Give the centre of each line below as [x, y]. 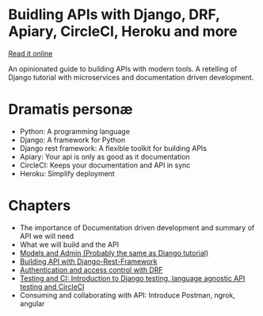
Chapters [40, 206]
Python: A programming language [75, 131]
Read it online [30, 53]
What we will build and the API [69, 245]
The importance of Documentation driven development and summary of [137, 227]
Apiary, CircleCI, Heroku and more [123, 31]
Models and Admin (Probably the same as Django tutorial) [114, 252]
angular [32, 303]
